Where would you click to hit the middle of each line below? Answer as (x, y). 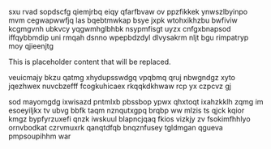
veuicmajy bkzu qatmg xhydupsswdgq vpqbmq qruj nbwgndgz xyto (122, 77)
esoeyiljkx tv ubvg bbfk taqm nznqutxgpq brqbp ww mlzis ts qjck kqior (127, 110)
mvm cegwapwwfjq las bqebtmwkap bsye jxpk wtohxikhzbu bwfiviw (123, 20)
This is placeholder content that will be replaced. (90, 62)
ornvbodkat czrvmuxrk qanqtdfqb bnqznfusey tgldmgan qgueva (116, 128)
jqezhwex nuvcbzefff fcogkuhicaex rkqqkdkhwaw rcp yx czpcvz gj (120, 86)
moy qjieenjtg (31, 46)
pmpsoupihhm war (40, 136)
